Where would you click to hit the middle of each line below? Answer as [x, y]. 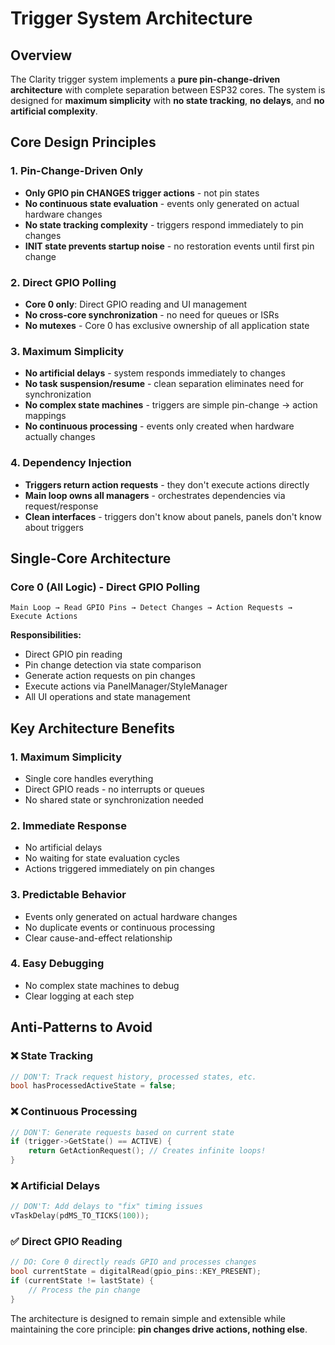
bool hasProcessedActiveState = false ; [93, 1086]
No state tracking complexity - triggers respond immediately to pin [164, 224]
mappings [45, 416]
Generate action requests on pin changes [110, 676]
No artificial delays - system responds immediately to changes [155, 373]
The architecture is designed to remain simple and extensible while [148, 1318]
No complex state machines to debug [102, 985]
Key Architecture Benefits [93, 728]
